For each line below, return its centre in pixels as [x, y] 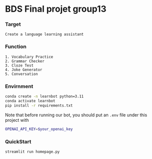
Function [16, 46]
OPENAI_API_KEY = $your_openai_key [39, 129]
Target [13, 24]
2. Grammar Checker [25, 61]
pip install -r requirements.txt [39, 105]
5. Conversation [21, 74]
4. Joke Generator [24, 69]
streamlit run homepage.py [32, 152]
